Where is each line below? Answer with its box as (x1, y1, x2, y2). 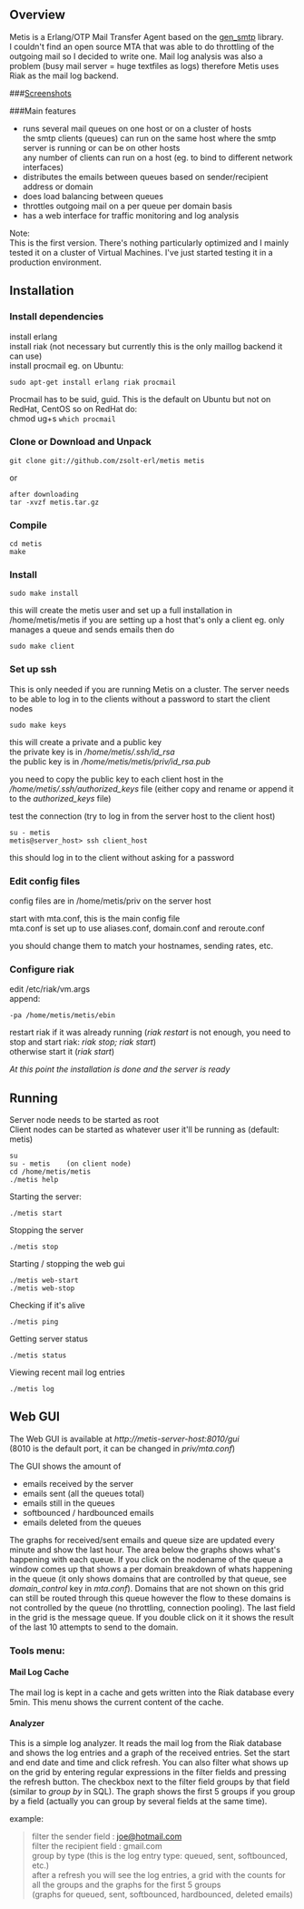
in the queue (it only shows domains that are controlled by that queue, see (9, 1573, 288, 1584)
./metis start (9, 1209, 64, 1218)
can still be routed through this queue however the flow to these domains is (9, 1592, 291, 1603)
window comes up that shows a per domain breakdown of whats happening (9, 1563, 293, 1574)
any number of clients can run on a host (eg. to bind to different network (22, 152, 293, 163)
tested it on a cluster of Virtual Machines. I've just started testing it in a (9, 247, 274, 258)
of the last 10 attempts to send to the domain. (9, 1621, 179, 1632)
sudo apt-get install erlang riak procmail (9, 378, 177, 387)
